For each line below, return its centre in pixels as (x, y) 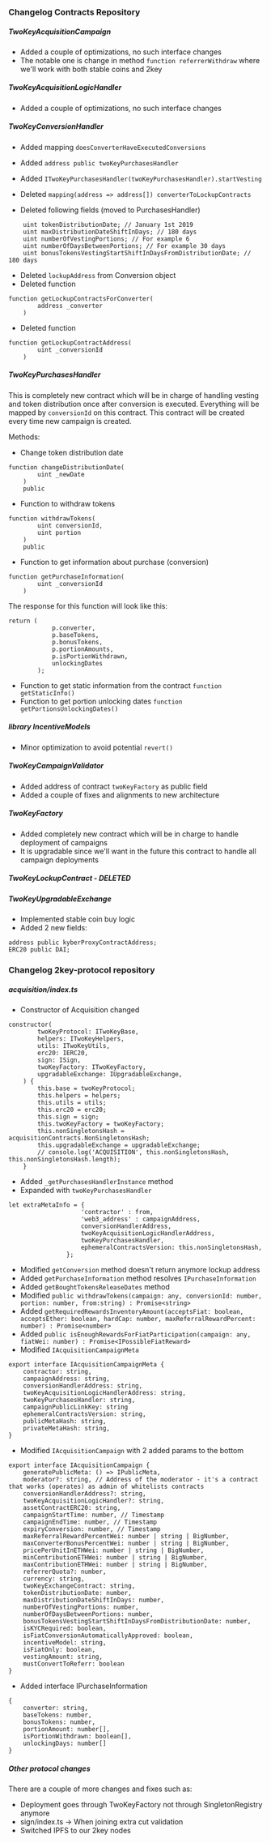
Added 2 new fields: (53, 928)
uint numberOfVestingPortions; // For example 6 (106, 239)
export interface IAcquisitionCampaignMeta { (86, 1364)
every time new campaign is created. (70, 421)
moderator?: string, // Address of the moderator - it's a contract (141, 1479)
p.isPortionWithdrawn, (90, 656)
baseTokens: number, (57, 1715)
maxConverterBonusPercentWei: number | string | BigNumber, (126, 1543)
